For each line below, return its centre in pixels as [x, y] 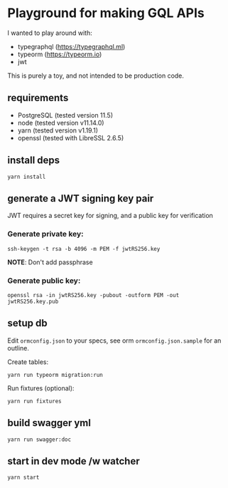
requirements [38, 98]
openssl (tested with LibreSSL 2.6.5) [71, 137]
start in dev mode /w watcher [74, 461]
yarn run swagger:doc [39, 440]
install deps [34, 161]
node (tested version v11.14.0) [61, 123]
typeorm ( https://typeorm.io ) [60, 54]
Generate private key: [45, 234]
